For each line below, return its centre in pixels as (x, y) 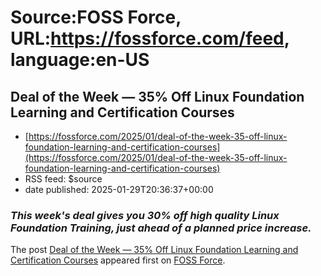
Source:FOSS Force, (96, 17)
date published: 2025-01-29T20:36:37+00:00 (119, 189)
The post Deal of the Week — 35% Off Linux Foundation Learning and (154, 250)
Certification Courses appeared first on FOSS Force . (118, 260)
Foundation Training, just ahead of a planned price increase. (161, 228)
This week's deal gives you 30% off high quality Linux (145, 215)
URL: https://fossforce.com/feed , (150, 38)
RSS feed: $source (63, 179)
